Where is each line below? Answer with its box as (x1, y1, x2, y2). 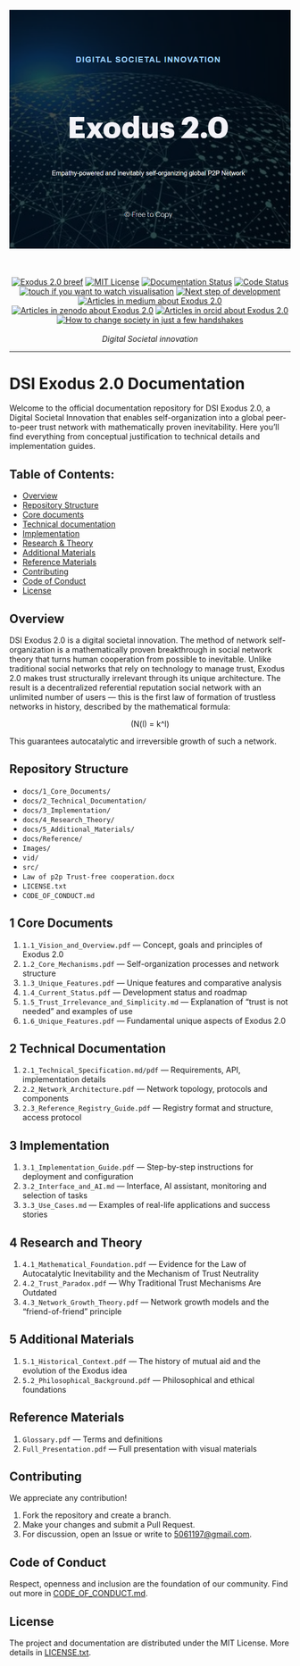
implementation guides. (9, 441, 96, 452)
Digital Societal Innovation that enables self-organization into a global (9, 412, 265, 423)
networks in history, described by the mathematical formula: (9, 701, 230, 712)
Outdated (21, 1287, 57, 1297)
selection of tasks (21, 1190, 87, 1201)
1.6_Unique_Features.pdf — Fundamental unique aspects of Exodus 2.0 (21, 1015, 287, 1026)
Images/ (21, 844, 51, 853)
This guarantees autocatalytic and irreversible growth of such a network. (9, 736, 277, 746)
